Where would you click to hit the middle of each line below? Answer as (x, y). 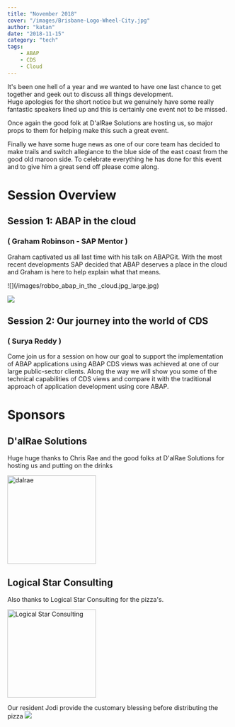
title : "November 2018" (42, 14)
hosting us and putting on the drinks (60, 466)
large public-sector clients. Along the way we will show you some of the (112, 371)
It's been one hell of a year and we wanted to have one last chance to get (114, 86)
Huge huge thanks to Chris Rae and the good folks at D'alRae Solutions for (116, 458)
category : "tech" (33, 40)
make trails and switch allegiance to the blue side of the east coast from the (118, 151)
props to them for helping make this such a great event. (88, 130)
